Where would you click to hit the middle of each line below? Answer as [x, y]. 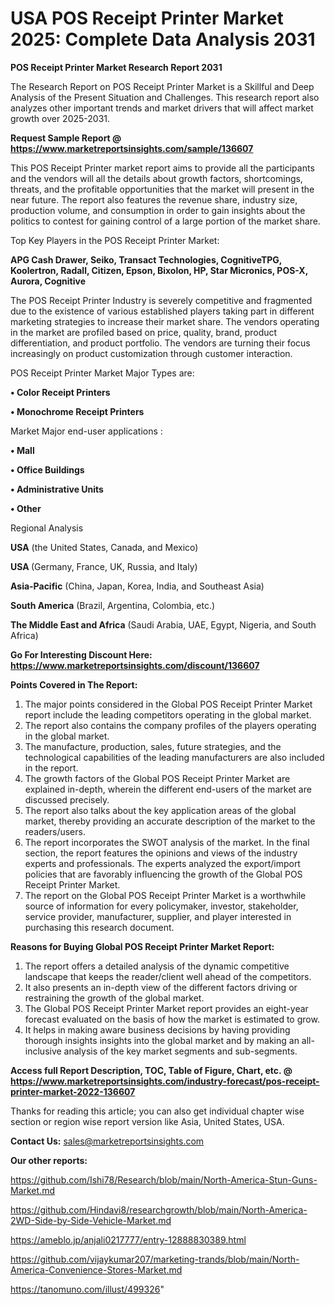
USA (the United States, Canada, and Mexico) [104, 547]
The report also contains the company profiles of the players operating [170, 725]
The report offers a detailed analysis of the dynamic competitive [157, 966]
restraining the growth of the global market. [114, 998]
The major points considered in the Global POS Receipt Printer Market [168, 704]
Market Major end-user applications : [86, 431]
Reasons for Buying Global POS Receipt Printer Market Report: [142, 946]
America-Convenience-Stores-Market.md [96, 1269]
